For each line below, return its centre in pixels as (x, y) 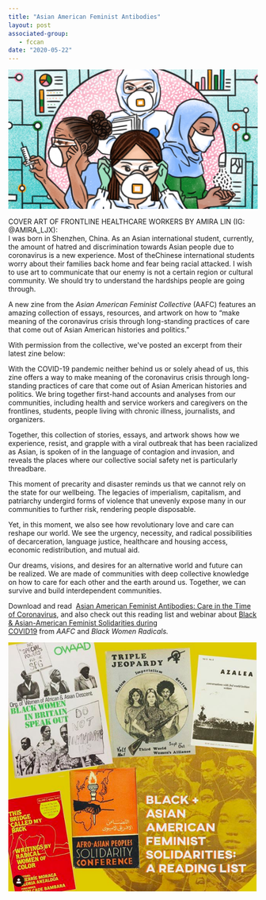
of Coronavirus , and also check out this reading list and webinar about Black (133, 614)
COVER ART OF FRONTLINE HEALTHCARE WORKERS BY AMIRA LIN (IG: (127, 221)
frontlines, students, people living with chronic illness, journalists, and (122, 411)
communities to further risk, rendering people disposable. (102, 510)
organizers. (27, 420)
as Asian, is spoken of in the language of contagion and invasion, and (122, 452)
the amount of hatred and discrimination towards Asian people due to (121, 247)
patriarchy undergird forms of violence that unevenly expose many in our (127, 501)
